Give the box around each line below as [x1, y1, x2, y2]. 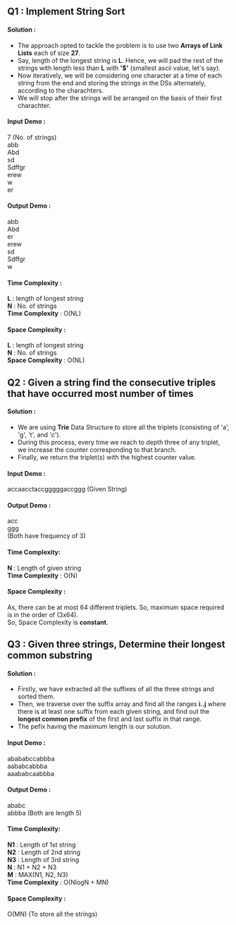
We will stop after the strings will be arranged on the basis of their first [17, 93, 223, 102]
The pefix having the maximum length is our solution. [17, 722, 172, 731]
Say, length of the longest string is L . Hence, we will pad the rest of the [17, 56, 223, 64]
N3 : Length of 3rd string [7, 856, 80, 864]
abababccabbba [7, 754, 55, 763]
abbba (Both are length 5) [7, 808, 82, 817]
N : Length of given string [7, 563, 82, 572]
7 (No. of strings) [7, 133, 57, 141]
